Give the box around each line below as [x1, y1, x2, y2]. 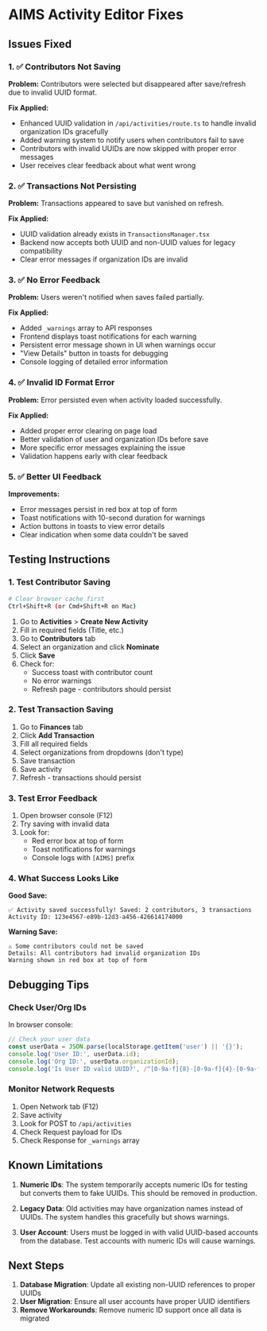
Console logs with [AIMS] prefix [31, 853, 135, 863]
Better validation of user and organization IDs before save [19, 434, 209, 444]
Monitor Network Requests [8, 1084, 115, 1095]
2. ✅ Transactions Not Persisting [8, 180, 137, 192]
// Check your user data [8, 1035, 91, 1043]
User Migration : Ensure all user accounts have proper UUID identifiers [19, 1297, 250, 1306]
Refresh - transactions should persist [19, 773, 141, 782]
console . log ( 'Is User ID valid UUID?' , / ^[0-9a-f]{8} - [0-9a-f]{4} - [8, 1065, 237, 1073]
